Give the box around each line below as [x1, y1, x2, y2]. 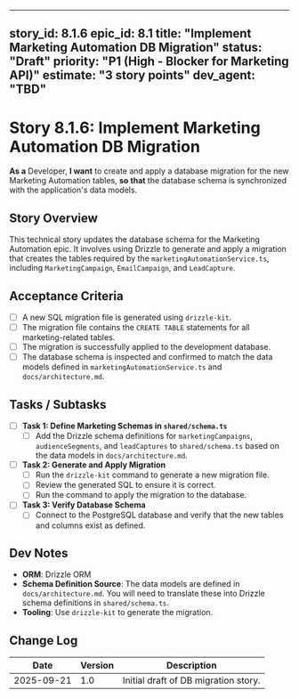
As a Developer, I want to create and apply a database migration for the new [9, 166, 289, 176]
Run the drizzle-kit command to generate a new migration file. [35, 469, 270, 481]
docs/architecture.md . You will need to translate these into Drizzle [21, 588, 265, 599]
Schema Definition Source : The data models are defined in [21, 579, 240, 589]
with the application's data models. [9, 184, 138, 196]
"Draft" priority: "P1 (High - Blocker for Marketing [9, 54, 289, 69]
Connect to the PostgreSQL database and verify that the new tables [35, 509, 284, 521]
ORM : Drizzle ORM [21, 569, 92, 580]
